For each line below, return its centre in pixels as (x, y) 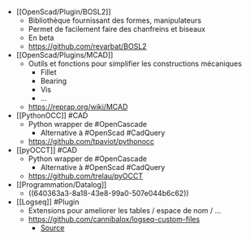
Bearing (54, 81)
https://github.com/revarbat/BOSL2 (88, 46)
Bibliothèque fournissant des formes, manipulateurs (114, 20)
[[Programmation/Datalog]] (61, 185)
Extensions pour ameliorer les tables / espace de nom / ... (125, 210)
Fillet (48, 72)
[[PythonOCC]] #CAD (52, 116)
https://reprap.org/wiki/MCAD (78, 107)
